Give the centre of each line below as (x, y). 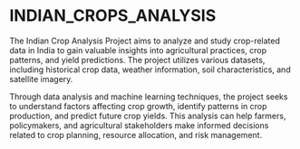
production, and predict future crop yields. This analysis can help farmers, (148, 116)
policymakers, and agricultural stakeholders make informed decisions (139, 125)
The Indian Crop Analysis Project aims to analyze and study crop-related (145, 41)
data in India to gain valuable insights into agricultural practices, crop (138, 50)
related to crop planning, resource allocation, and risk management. (136, 135)
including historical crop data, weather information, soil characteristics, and (150, 70)
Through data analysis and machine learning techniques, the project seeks (149, 97)
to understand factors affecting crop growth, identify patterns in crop (138, 106)
